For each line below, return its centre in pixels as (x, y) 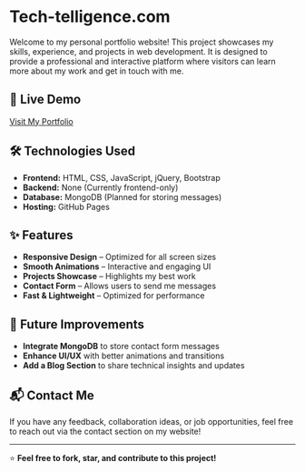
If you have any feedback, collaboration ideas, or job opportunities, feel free (151, 422)
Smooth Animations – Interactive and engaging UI (117, 266)
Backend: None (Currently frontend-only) (100, 187)
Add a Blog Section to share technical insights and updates (133, 366)
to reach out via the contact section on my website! (105, 431)
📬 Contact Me (52, 395)
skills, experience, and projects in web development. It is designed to (138, 51)
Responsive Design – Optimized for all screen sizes (119, 257)
